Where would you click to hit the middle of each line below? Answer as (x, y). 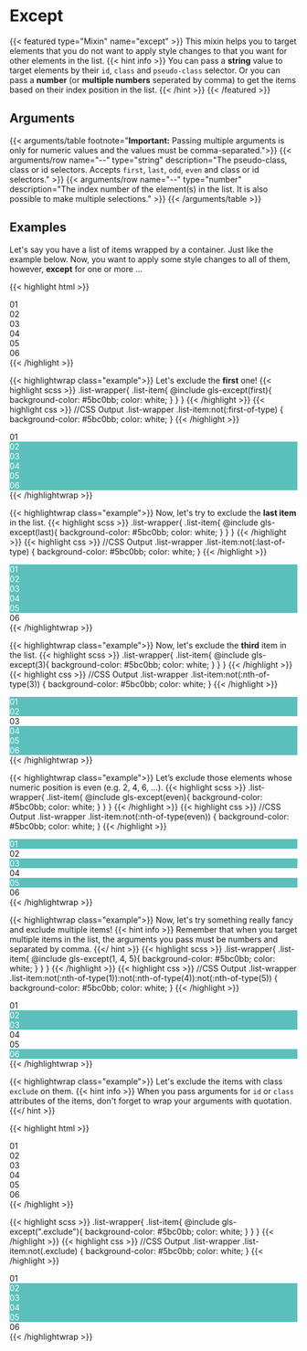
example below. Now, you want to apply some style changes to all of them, (150, 259)
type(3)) (25, 684)
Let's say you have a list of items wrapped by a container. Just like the (142, 249)
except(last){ (33, 532)
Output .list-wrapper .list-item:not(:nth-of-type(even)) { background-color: (149, 816)
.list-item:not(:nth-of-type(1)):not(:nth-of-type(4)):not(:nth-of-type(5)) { (144, 977)
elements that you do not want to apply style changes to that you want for (148, 50)
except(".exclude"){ (46, 1231)
